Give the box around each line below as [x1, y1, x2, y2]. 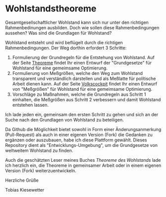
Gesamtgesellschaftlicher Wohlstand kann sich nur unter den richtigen [5, 19, 149, 25]
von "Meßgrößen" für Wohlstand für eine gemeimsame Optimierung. [12, 86, 153, 92]
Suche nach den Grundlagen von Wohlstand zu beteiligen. [5, 117, 124, 123]
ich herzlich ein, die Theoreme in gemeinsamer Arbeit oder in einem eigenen [5, 162, 162, 168]
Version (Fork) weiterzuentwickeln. [5, 167, 77, 174]
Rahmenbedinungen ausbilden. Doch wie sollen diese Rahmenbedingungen [5, 24, 160, 30]
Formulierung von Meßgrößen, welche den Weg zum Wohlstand [12, 70, 143, 76]
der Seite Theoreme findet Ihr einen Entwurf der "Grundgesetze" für [12, 60, 152, 66]
